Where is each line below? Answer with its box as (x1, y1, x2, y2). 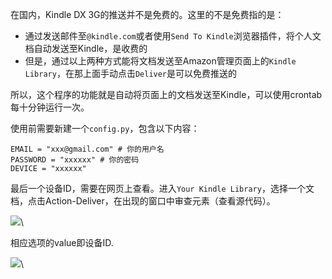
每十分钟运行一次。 (10, 101, 90, 113)
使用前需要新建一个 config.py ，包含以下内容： (10, 123, 200, 134)
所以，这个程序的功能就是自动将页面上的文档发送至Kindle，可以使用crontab (10, 89, 323, 100)
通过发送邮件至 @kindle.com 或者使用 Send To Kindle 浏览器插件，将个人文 (24, 30, 322, 42)
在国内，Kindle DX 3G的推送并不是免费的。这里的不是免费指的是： (10, 9, 285, 20)
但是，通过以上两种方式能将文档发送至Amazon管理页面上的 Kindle (24, 55, 297, 67)
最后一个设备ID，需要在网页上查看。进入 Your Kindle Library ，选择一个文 (10, 183, 315, 194)
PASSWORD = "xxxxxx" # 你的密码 (10, 155, 140, 165)
